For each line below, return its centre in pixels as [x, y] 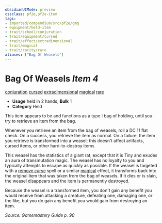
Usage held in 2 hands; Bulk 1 [42, 101]
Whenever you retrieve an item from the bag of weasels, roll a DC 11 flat [76, 130]
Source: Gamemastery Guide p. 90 [40, 215]
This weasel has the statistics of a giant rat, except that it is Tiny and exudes [81, 155]
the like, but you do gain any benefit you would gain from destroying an [76, 201]
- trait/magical [21, 46]
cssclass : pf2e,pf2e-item [31, 14]
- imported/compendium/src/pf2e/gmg [42, 23]
